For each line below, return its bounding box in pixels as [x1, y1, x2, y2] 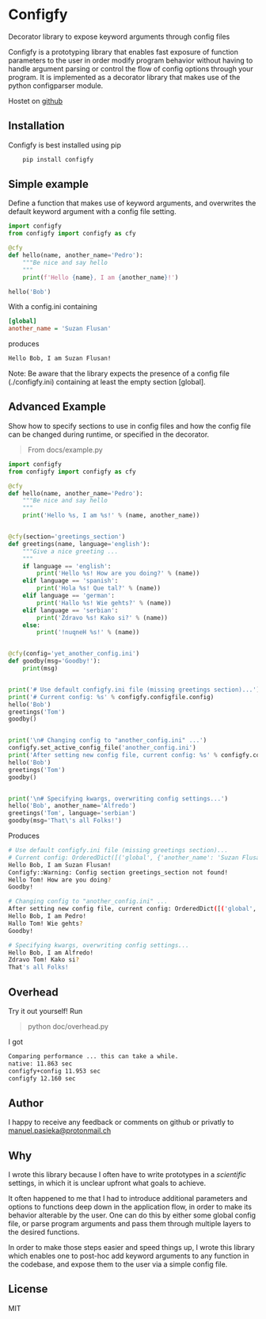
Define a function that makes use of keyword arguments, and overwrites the [8, 198, 256, 208]
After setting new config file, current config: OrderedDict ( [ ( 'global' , [8, 905, 257, 913]
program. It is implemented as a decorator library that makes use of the [8, 72, 241, 82]
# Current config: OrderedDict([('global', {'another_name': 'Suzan [8, 854, 239, 862]
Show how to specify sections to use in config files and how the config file [8, 421, 252, 430]
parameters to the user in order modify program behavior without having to [8, 55, 253, 65]
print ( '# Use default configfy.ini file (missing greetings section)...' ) [8, 686, 260, 694]
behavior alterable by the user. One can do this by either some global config [8, 1210, 256, 1220]
